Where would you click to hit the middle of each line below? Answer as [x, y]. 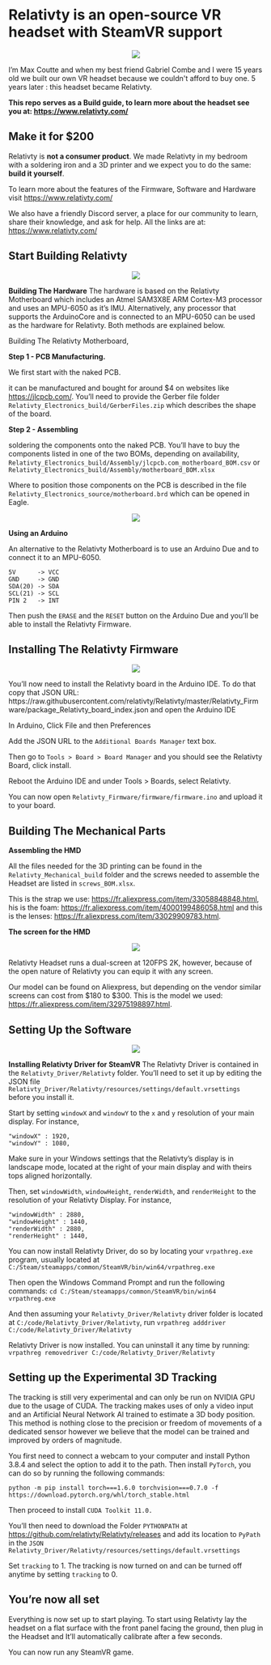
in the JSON [26, 1543]
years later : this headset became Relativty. [80, 87]
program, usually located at [54, 1259]
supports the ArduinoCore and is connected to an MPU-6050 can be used [132, 316]
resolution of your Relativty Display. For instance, [90, 1200]
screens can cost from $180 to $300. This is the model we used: [116, 996]
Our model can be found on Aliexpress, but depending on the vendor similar [135, 987]
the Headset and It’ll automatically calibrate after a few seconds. [115, 1636]
